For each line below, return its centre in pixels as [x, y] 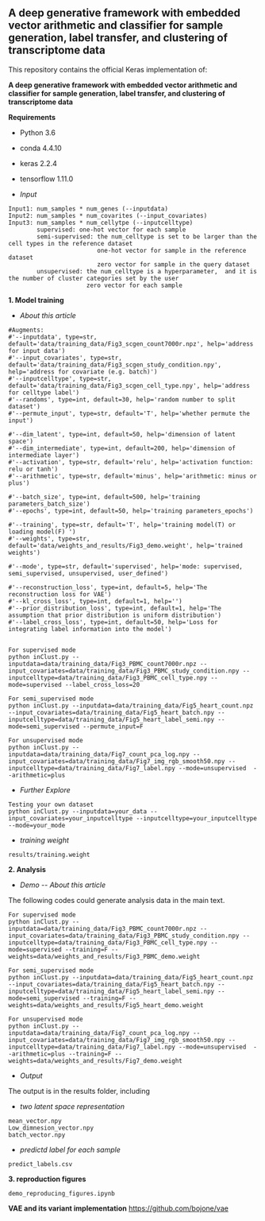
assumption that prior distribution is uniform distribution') [115, 615]
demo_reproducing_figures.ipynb [61, 1193]
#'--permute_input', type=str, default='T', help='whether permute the [129, 413]
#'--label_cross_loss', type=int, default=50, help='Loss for [113, 622]
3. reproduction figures [47, 1179]
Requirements [32, 117]
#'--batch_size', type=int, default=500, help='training [104, 497]
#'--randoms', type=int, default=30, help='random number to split [122, 399]
